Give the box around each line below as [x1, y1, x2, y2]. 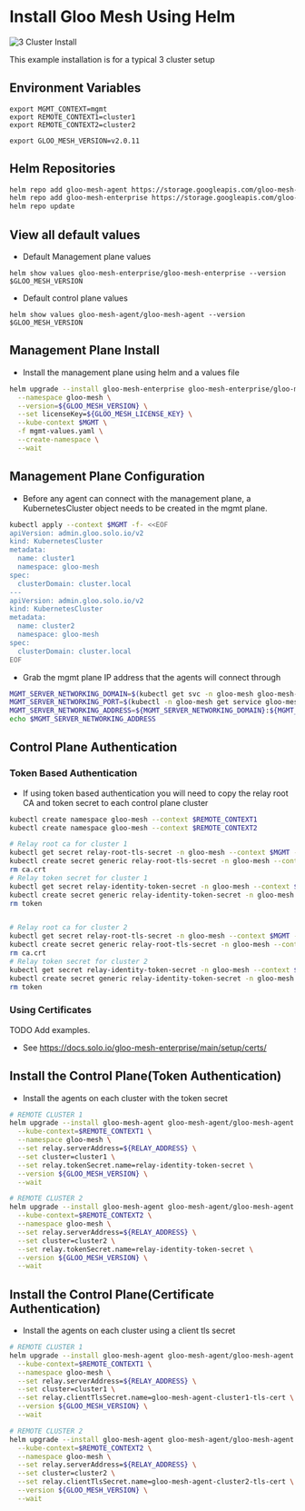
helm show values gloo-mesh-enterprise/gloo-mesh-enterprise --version [9, 269, 286, 278]
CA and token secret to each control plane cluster [22, 797, 209, 808]
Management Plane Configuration [9, 469, 206, 484]
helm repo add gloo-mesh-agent [9, 184, 128, 194]
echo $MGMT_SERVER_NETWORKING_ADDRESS [9, 715, 156, 724]
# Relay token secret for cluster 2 [9, 957, 148, 966]
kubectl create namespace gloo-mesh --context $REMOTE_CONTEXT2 [9, 823, 258, 832]
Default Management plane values [22, 252, 152, 262]
